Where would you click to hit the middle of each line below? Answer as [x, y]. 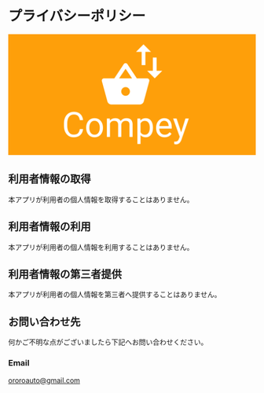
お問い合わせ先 [44, 322]
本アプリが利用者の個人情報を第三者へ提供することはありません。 [115, 295]
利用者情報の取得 [49, 179]
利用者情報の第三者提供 [65, 275]
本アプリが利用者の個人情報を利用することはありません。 [101, 247]
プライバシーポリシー [77, 16]
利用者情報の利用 [49, 227]
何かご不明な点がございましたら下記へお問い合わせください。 [108, 342]
